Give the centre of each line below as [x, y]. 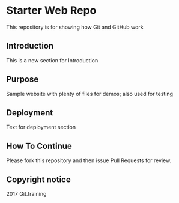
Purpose [23, 80]
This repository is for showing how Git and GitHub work [75, 27]
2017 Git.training [26, 194]
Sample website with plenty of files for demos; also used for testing [89, 94]
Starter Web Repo [51, 11]
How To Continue [39, 146]
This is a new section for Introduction [52, 60]
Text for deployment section [41, 127]
